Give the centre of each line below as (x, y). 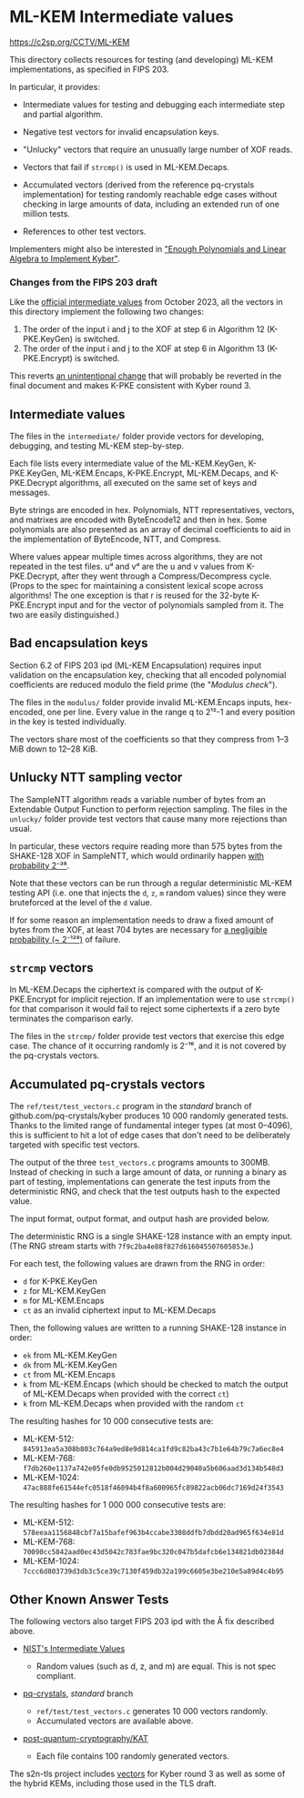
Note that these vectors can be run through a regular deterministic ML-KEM (151, 883)
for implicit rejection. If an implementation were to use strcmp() (177, 999)
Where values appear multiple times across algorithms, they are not (136, 557)
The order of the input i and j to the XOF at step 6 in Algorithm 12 (144, 329)
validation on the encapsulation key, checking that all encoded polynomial (148, 674)
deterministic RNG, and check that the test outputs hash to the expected (145, 1192)
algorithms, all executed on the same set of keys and (158, 483)
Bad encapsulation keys (79, 643)
